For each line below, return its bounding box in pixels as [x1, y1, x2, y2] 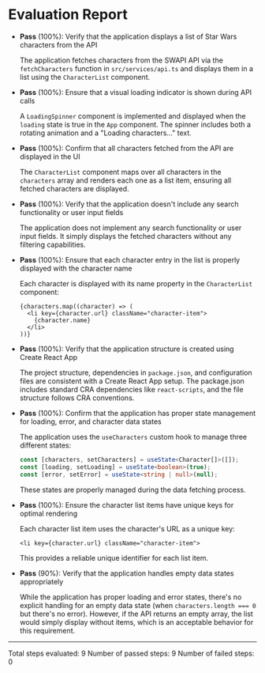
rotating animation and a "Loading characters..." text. [19, 128, 192, 138]
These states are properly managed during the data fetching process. [19, 485, 246, 494]
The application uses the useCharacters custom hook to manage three [19, 432, 248, 441]
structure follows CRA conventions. [19, 393, 135, 403]
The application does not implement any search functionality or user [19, 223, 242, 233]
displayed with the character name [19, 263, 132, 273]
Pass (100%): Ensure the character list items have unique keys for [19, 500, 234, 509]
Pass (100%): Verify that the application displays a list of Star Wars [19, 32, 237, 41]
